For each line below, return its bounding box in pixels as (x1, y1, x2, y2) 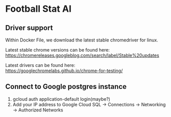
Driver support (5, 24, 53, 32)
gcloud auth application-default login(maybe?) (12, 96, 111, 102)
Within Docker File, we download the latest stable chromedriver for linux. (5, 37, 158, 43)
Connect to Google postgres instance (5, 82, 127, 91)
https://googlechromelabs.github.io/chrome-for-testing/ (5, 67, 123, 74)
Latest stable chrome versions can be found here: (5, 47, 110, 53)
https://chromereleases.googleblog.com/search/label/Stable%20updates (5, 52, 159, 58)
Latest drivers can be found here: (5, 62, 76, 68)
